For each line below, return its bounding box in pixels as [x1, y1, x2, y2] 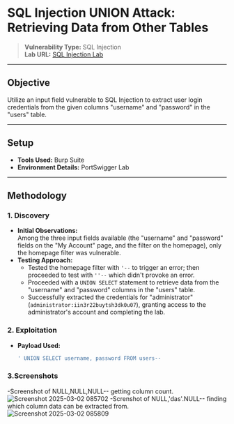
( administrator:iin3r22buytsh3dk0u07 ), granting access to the [27, 301, 207, 309]
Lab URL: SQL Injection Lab [24, 50, 103, 59]
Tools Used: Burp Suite [17, 156, 85, 164]
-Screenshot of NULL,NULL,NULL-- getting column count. [7, 387, 174, 395]
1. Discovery [7, 211, 50, 220]
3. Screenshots [7, 371, 58, 381]
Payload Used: [17, 341, 61, 349]
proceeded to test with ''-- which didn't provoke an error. [27, 271, 195, 280]
